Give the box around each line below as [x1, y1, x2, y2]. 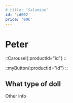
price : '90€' [5, 17, 33, 22]
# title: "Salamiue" [5, 7, 49, 13]
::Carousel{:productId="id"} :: [5, 55, 67, 61]
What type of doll [5, 79, 61, 88]
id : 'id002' [5, 12, 30, 17]
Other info [5, 93, 26, 99]
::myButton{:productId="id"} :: [5, 65, 68, 71]
